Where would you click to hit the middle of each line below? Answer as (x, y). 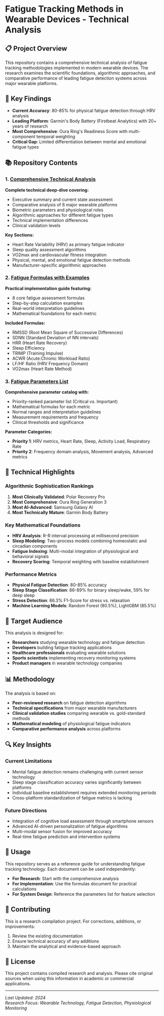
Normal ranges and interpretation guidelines (57, 412)
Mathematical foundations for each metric (54, 313)
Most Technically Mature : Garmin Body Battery (60, 512)
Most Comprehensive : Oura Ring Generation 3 (59, 502)
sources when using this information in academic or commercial (70, 978)
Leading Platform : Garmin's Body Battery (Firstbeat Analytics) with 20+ (84, 121)
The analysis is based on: (31, 693)
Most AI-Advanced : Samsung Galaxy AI (52, 507)
